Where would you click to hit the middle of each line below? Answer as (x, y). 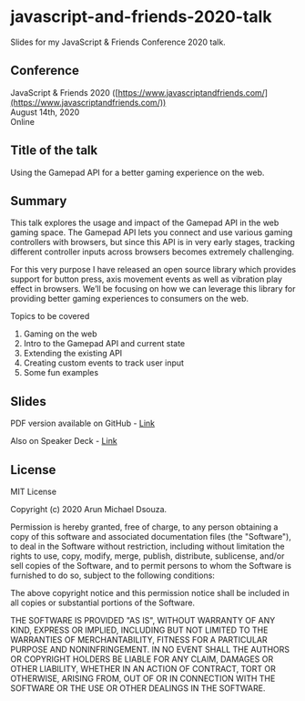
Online (23, 121)
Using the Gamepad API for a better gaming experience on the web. (137, 172)
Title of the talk (54, 151)
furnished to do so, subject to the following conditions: (112, 575)
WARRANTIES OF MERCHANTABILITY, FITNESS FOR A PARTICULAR (139, 639)
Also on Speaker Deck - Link (64, 441)
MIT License (34, 491)
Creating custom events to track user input (104, 363)
